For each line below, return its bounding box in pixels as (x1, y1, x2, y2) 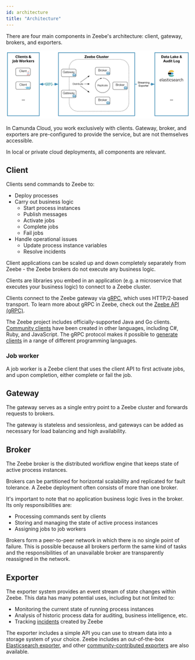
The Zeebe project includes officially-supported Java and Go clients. (6, 318, 171, 325)
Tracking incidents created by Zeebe (14, 618, 103, 625)
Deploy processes (14, 192, 58, 199)
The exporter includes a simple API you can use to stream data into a (6, 630, 172, 637)
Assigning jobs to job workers (14, 525, 86, 533)
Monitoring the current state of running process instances (14, 605, 154, 613)
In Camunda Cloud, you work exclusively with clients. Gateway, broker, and (6, 124, 187, 131)
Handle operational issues (14, 236, 78, 243)
